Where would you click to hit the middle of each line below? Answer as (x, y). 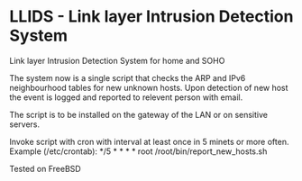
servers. (25, 124)
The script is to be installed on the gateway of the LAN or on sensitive (139, 114)
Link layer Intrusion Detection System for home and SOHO (117, 60)
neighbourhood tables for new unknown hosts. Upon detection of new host (149, 87)
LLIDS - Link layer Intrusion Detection (151, 17)
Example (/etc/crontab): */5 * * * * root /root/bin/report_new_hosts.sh (138, 151)
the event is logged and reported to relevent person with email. (126, 97)
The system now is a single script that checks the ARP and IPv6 (128, 77)
